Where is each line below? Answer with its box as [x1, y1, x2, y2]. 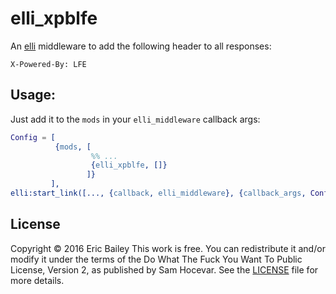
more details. [10, 274, 65, 286]
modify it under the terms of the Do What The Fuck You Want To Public [10, 253, 303, 265]
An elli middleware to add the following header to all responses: [10, 40, 272, 52]
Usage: [10, 87, 57, 104]
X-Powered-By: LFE [10, 59, 87, 69]
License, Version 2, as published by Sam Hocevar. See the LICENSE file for [10, 263, 319, 276]
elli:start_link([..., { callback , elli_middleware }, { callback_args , [10, 188, 307, 198]
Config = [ [10, 132, 56, 142]
